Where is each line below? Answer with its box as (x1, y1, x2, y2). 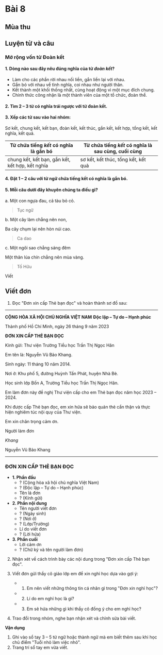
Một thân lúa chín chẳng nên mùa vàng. (5, 254, 84, 260)
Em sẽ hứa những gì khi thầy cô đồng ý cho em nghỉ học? (26, 606, 142, 612)
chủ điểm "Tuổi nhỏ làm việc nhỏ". (12, 639, 81, 645)
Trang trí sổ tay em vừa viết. (12, 644, 68, 650)
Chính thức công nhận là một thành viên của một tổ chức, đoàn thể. (12, 92, 147, 98)
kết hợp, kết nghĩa (7, 162, 49, 169)
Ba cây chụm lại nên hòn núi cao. (5, 226, 71, 232)
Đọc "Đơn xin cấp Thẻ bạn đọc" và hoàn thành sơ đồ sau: (12, 300, 128, 306)
